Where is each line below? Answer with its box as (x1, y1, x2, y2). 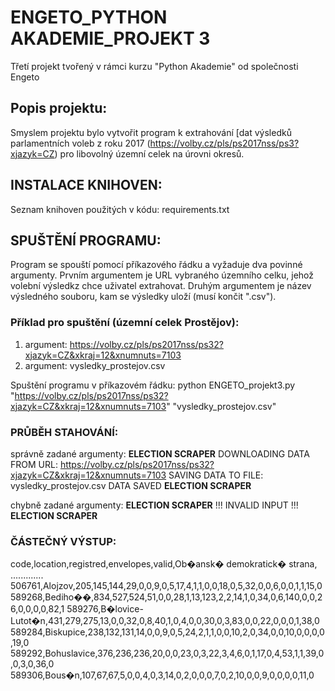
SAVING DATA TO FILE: (168, 469, 264, 481)
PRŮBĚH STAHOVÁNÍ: (10, 425, 119, 439)
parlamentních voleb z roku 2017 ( (10, 137, 151, 149)
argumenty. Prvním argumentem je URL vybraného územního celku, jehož (10, 269, 315, 281)
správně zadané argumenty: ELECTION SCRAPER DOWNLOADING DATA (10, 447, 310, 460)
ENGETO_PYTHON (10, 6, 168, 29)
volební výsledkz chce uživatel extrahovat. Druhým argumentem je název (10, 280, 312, 292)
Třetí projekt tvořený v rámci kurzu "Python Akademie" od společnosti (10, 60, 299, 72)
